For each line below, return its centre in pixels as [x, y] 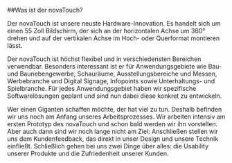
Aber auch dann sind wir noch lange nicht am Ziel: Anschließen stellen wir [113, 131]
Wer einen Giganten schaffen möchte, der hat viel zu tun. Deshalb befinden [115, 109]
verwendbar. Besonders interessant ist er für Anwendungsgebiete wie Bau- [115, 66]
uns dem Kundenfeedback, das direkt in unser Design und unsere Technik [113, 139]
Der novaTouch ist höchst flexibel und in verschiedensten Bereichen [104, 59]
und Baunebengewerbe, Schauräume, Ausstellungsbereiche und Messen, [112, 74]
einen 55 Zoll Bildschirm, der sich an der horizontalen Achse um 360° [106, 31]
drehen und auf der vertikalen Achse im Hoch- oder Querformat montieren [114, 38]
